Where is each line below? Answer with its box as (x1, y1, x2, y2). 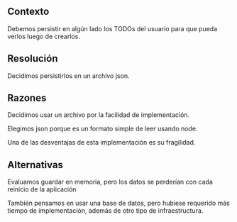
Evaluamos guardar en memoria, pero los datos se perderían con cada (7, 177, 213, 187)
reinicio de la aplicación (7, 185, 77, 194)
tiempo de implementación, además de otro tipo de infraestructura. (7, 206, 204, 215)
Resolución (7, 52, 58, 65)
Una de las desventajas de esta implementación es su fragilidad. (7, 138, 196, 147)
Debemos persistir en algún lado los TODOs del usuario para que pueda (7, 24, 218, 33)
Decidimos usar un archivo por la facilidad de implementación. (7, 111, 190, 119)
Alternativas (7, 159, 64, 171)
